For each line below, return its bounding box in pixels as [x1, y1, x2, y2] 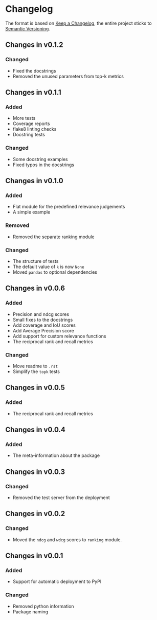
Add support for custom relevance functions [12, 333, 106, 339]
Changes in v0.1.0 [5, 176, 63, 185]
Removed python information [12, 603, 74, 609]
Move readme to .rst [12, 363, 58, 369]
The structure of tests [12, 258, 59, 264]
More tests [12, 115, 36, 121]
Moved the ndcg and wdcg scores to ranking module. [12, 536, 122, 543]
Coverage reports [12, 120, 50, 127]
